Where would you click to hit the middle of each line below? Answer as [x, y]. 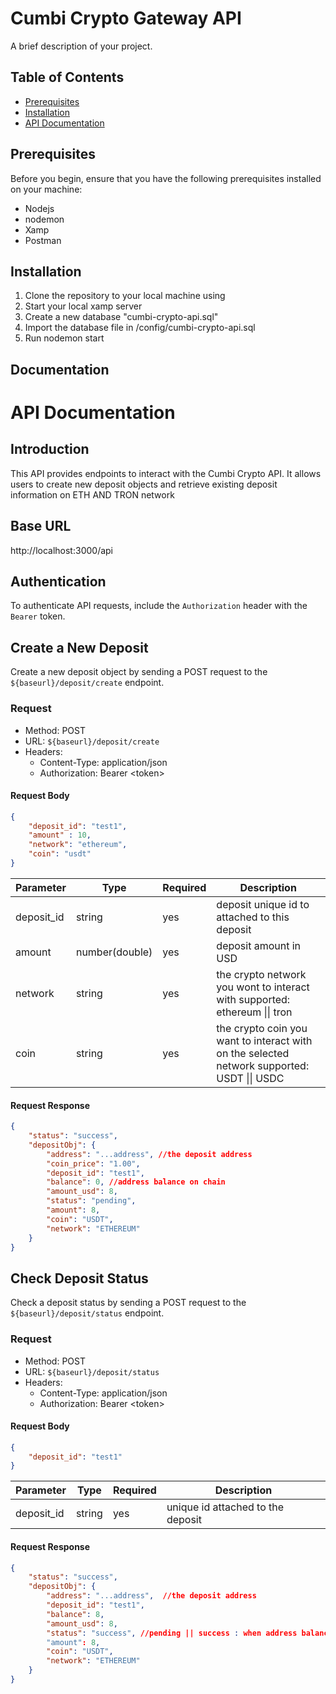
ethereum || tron [254, 1012]
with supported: [253, 999]
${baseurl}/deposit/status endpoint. [87, 1313]
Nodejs [39, 208]
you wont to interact [263, 987]
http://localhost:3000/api [61, 550]
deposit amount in [259, 945]
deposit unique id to [263, 904]
